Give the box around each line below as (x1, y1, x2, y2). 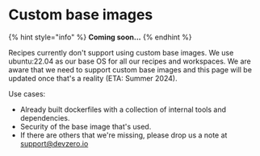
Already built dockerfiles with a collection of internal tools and (19, 105, 227, 114)
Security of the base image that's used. (19, 121, 152, 131)
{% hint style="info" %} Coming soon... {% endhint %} (8, 32, 192, 42)
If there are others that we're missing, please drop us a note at (19, 130, 228, 140)
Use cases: (8, 88, 46, 98)
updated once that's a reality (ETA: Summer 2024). (8, 73, 178, 83)
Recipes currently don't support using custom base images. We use (8, 47, 234, 57)
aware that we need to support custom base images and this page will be (8, 64, 253, 74)
